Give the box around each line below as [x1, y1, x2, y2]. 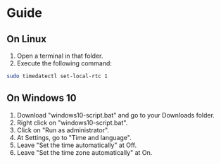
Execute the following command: [16, 59, 112, 68]
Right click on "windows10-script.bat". [16, 118, 128, 127]
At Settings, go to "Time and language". [16, 133, 132, 141]
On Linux [6, 33, 47, 45]
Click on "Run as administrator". [16, 125, 110, 134]
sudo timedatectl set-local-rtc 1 [6, 72, 108, 80]
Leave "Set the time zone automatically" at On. [16, 148, 153, 156]
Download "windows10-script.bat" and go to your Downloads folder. [16, 111, 215, 119]
